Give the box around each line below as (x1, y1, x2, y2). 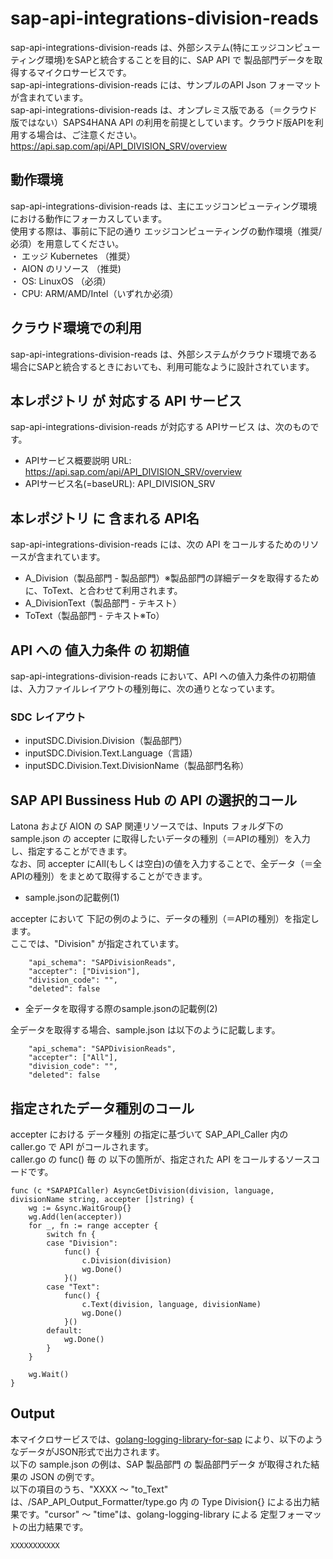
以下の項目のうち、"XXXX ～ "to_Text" (10, 1483, 169, 1495)
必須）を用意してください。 (10, 237, 125, 249)
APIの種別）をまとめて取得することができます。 (10, 870, 208, 882)
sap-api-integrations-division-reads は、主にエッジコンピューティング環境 (10, 200, 318, 212)
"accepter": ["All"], (28, 1053, 118, 1063)
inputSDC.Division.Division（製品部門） (24, 735, 188, 747)
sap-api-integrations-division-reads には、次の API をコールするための (10, 538, 302, 551)
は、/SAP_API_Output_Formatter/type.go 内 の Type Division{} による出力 (10, 1495, 312, 1507)
